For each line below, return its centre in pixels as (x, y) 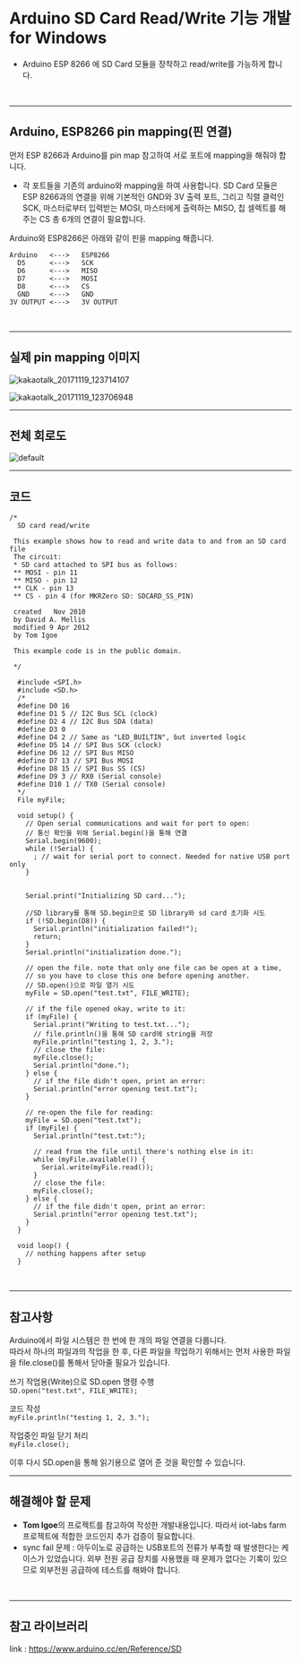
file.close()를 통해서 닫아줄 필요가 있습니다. (94, 1362)
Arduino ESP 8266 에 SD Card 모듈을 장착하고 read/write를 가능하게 (144, 64)
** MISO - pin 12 (45, 581)
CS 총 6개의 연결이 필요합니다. (92, 219)
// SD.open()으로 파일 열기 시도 (80, 986)
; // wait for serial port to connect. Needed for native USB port (162, 857)
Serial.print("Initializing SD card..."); (106, 896)
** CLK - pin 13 (43, 589)
